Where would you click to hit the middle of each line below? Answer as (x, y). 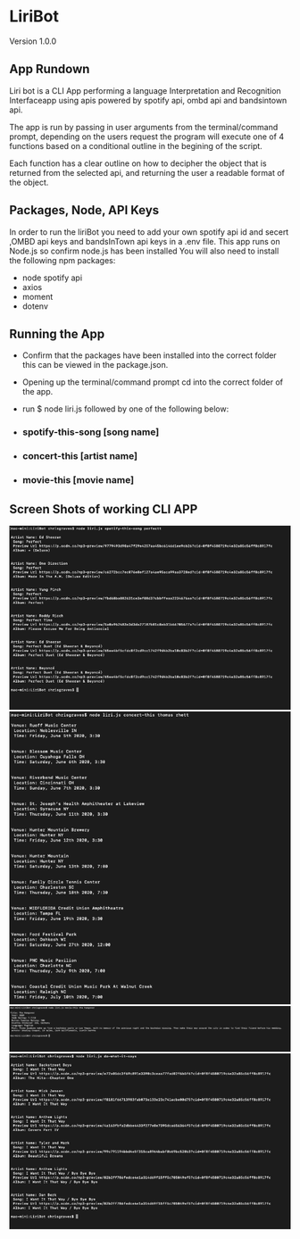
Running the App (57, 333)
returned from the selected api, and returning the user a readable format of (147, 172)
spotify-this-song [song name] (91, 432)
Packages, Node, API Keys (84, 210)
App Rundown (50, 69)
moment (37, 296)
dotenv (35, 306)
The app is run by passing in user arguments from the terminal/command (144, 127)
